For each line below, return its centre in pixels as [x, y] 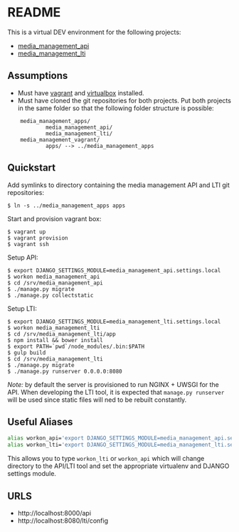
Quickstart [32, 168]
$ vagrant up [27, 232]
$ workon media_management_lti [54, 328]
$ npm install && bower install [55, 340]
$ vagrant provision [38, 238]
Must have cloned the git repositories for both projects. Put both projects [124, 100]
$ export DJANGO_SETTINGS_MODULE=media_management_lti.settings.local [114, 321]
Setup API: [23, 257]
